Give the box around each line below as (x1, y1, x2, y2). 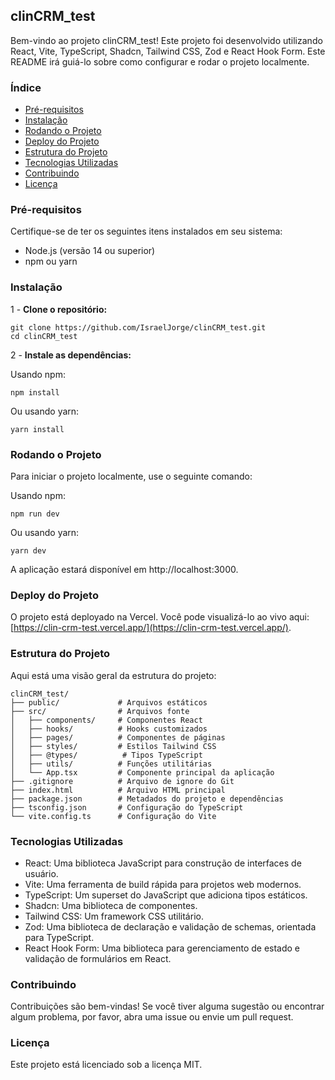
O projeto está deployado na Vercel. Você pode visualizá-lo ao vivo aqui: (10, 611, 310, 623)
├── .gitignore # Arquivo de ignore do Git (10, 776, 235, 786)
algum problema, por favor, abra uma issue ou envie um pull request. (10, 1011, 294, 1023)
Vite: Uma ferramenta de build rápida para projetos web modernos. (24, 878, 302, 890)
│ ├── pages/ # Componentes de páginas (10, 732, 226, 743)
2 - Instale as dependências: (10, 349, 132, 361)
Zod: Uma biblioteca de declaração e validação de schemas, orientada (24, 920, 317, 933)
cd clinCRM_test (10, 331, 78, 341)
